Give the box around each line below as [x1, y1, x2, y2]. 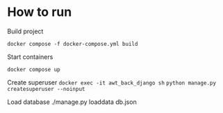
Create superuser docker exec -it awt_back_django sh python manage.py [7, 78, 217, 87]
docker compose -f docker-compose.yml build [7, 40, 138, 47]
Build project [7, 27, 44, 35]
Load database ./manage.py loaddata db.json [7, 98, 137, 106]
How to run [7, 4, 72, 20]
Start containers [7, 53, 53, 61]
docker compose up [7, 66, 60, 73]
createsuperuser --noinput [7, 85, 85, 92]
